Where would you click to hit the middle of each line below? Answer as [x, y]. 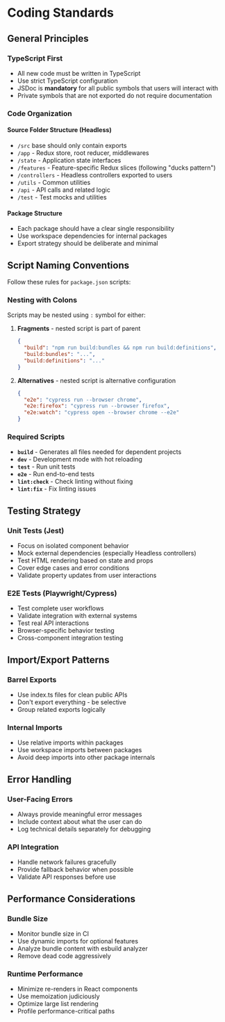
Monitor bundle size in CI [53, 934]
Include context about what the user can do [80, 822]
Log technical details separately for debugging [84, 829]
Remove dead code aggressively [64, 956]
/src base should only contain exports [72, 145]
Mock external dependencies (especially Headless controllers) [107, 553]
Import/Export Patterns [58, 659]
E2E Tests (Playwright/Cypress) [62, 593]
